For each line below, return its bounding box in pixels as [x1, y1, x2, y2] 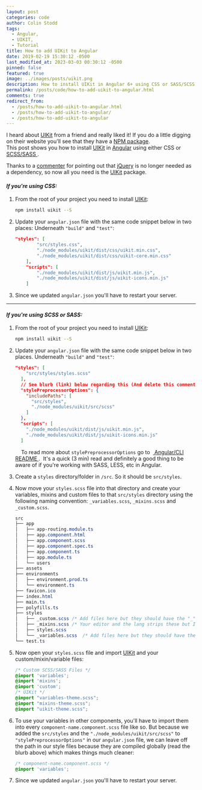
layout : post [6, 8, 39, 15]
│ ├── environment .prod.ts [14, 577, 88, 583]
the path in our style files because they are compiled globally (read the [14, 743, 191, 750]
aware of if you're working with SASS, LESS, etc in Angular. [14, 461, 162, 469]
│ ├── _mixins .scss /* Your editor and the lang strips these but [14, 621, 191, 628]
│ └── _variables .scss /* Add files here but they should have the [14, 632, 196, 639]
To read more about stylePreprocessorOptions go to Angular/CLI [20, 448, 185, 455]
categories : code [6, 14, 50, 20]
